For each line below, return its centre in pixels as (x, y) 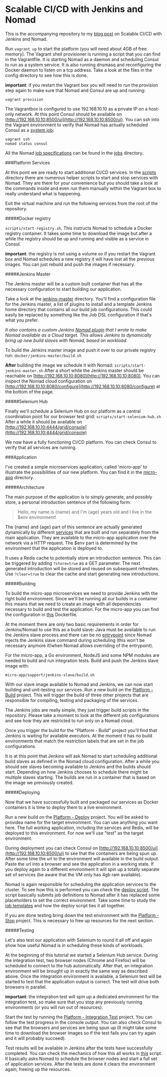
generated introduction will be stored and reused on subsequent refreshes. (82, 568)
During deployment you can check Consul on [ (53, 848)
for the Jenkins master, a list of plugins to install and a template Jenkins (79, 304)
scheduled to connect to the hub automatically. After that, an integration (79, 965)
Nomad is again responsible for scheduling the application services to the (81, 884)
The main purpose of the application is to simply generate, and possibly (79, 497)
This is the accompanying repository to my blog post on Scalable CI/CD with (83, 34)
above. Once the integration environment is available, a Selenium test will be (83, 976)
